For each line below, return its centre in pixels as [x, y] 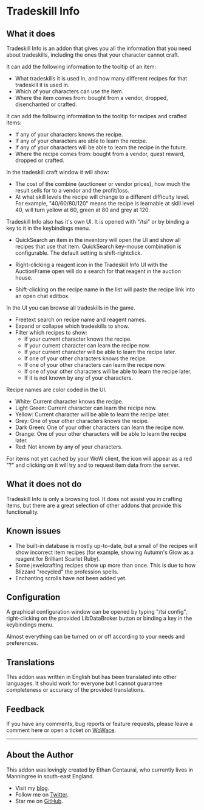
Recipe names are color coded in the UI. [56, 389]
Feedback [25, 709]
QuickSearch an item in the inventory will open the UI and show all [98, 240]
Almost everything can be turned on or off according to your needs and [96, 637]
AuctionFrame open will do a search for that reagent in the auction [98, 271]
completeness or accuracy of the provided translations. [76, 690]
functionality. [23, 512]
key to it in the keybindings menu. [48, 228]
